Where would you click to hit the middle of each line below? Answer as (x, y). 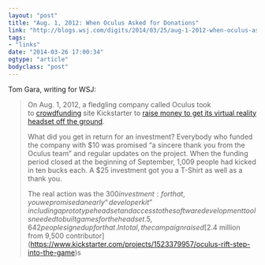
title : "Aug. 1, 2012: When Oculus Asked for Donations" (104, 23)
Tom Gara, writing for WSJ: (52, 89)
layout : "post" (33, 15)
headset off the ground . (66, 121)
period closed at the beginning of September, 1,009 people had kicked (142, 162)
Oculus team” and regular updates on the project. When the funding (138, 153)
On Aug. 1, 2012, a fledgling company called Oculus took (119, 104)
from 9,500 (46, 235)
